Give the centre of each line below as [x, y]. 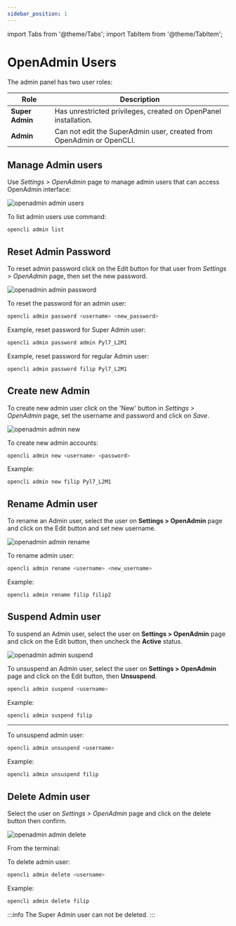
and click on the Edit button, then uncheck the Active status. [95, 641]
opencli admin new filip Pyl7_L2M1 [59, 482]
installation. [73, 120]
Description [140, 99]
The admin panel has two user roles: [60, 82]
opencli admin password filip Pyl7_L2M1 [67, 369]
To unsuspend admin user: [46, 735]
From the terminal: [34, 848]
